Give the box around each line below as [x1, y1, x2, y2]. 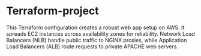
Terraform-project [6, 4, 99, 18]
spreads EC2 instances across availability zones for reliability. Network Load [6, 30, 195, 37]
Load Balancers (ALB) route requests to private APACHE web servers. [6, 43, 179, 50]
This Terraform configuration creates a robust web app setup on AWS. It [6, 24, 185, 31]
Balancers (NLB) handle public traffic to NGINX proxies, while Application [6, 36, 187, 43]
